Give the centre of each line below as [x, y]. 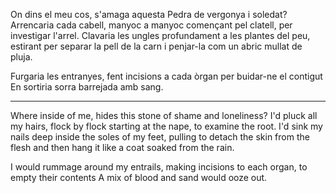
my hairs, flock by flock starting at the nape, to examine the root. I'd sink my [166, 126]
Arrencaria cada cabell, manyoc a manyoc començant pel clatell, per [151, 25]
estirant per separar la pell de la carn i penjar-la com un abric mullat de [156, 46]
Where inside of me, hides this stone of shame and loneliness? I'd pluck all [164, 115]
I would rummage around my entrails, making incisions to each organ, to [159, 167]
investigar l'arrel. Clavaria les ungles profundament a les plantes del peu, [160, 35]
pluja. [21, 57]
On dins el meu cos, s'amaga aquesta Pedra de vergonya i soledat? [149, 14]
